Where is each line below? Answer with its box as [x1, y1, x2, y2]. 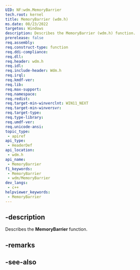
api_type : [5, 138, 26, 143]
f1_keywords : [5, 166, 33, 171]
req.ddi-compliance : [5, 49, 49, 54]
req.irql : [5, 73, 26, 78]
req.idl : [5, 63, 24, 68]
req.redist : [5, 96, 30, 101]
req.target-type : [5, 110, 42, 116]
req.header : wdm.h [5, 59, 44, 64]
